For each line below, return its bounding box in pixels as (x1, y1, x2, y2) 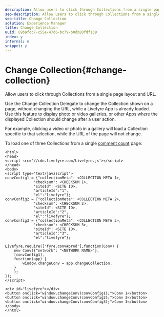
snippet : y (5, 43, 27, 48)
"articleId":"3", (33, 231, 69, 236)
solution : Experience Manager (5, 21, 67, 26)
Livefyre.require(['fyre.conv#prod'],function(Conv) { (5, 244, 119, 249)
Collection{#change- (39, 64, 127, 76)
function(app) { (14, 256, 47, 261)
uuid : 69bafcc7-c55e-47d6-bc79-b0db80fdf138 (5, 30, 97, 35)
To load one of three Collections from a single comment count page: (5, 140, 143, 146)
